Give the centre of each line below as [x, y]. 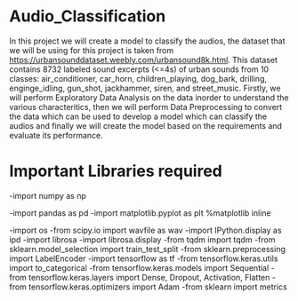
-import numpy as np [48, 195]
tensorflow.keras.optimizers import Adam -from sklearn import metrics [157, 287]
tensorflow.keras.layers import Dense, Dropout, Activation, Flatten [149, 277]
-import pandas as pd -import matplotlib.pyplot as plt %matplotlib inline [140, 213]
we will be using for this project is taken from [92, 50]
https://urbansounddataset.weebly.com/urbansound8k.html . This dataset [144, 59]
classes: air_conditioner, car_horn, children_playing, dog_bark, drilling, [138, 78]
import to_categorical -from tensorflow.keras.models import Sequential [139, 267]
